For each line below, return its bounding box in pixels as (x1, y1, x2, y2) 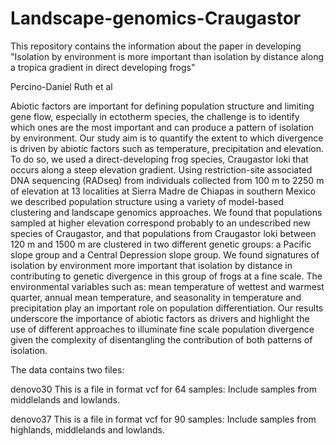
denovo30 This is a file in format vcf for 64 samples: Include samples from (10, 383, 318, 395)
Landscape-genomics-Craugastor (10, 7, 302, 30)
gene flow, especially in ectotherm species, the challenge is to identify (10, 110, 300, 122)
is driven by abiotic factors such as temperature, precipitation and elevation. (10, 142, 324, 154)
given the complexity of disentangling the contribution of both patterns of (10, 333, 313, 346)
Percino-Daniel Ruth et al (10, 80, 113, 92)
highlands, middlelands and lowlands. (10, 423, 165, 436)
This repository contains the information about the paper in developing (10, 40, 302, 52)
